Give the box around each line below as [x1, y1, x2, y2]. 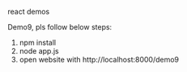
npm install [19, 38, 57, 47]
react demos [7, 7, 50, 16]
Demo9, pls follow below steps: [7, 22, 113, 31]
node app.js [19, 46, 59, 55]
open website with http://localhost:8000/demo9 [19, 55, 180, 64]
